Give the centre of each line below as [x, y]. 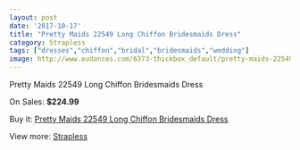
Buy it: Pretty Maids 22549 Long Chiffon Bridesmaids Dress [119, 119]
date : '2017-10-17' [46, 26]
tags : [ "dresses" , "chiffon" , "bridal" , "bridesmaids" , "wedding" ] [129, 51]
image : [21, 59]
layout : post [33, 17]
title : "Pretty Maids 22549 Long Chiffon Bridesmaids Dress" [125, 34]
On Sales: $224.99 [44, 102]
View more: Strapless [48, 136]
